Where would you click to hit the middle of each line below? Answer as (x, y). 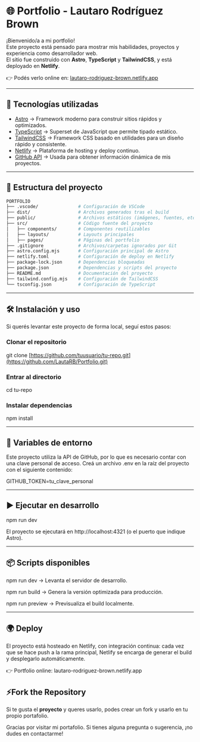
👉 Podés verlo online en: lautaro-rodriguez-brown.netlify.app (82, 78)
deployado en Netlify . (33, 66)
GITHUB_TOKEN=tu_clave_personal (50, 481)
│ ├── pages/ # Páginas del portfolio (73, 240)
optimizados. (31, 125)
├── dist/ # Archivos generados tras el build (87, 212)
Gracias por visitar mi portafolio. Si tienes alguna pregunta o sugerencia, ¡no (99, 727)
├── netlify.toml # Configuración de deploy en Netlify (90, 257)
